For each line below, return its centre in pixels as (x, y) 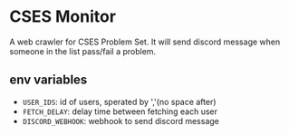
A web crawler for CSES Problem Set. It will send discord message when (145, 42)
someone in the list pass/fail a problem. (83, 51)
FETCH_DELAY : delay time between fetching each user (120, 111)
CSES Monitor (63, 17)
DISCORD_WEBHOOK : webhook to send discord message (121, 121)
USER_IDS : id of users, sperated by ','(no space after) (119, 101)
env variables (48, 80)
